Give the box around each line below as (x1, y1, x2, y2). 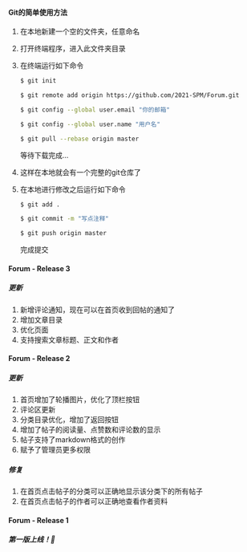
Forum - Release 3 (8, 263, 71, 273)
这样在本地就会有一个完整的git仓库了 (19, 167, 142, 177)
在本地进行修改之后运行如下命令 (19, 185, 126, 194)
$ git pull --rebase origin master (19, 135, 140, 143)
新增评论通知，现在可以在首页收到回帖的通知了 (19, 305, 175, 315)
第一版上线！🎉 (8, 534, 56, 545)
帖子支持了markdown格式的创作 (19, 435, 126, 444)
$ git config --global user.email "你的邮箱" (19, 105, 170, 114)
